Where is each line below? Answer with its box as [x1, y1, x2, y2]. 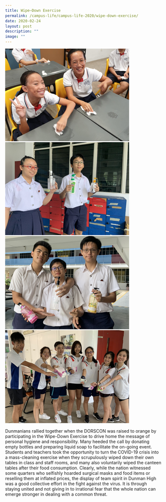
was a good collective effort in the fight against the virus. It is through [5, 481, 147, 487]
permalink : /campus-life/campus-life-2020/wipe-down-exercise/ [5, 13, 139, 18]
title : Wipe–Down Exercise [5, 8, 61, 13]
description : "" [5, 29, 39, 34]
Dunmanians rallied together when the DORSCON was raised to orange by [5, 428, 157, 434]
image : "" [5, 34, 26, 39]
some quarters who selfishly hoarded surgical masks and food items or [5, 470, 150, 476]
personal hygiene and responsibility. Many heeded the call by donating [5, 439, 150, 445]
